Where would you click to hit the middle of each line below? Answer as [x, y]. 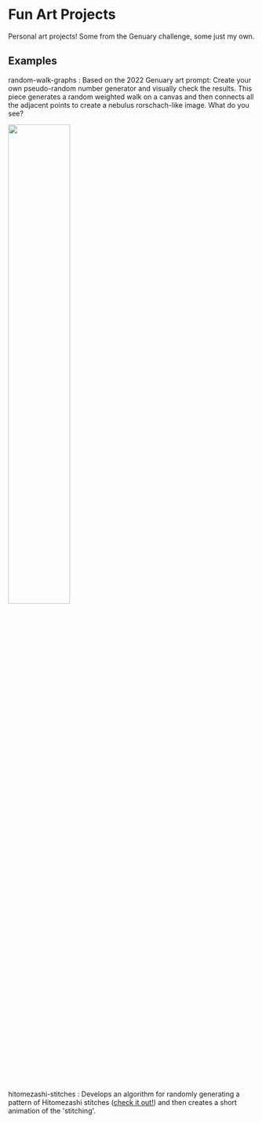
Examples [33, 61]
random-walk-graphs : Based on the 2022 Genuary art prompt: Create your [130, 79]
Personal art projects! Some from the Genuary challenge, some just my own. [131, 36]
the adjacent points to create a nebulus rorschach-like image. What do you [129, 105]
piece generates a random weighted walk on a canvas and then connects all [131, 97]
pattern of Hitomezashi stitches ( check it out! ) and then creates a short [123, 1102]
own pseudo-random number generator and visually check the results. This [130, 88]
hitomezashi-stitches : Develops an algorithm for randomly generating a [124, 1094]
